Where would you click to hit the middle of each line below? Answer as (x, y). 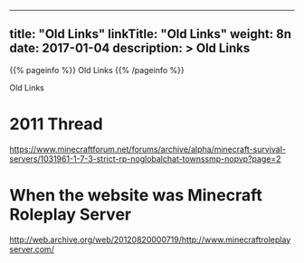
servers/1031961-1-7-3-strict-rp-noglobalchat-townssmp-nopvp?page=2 (145, 158)
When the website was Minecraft (136, 195)
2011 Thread (56, 124)
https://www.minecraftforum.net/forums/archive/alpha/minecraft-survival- (148, 149)
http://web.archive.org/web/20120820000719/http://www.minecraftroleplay (150, 240)
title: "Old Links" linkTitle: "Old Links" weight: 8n (151, 34)
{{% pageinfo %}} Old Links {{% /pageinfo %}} (97, 70)
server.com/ (32, 249)
